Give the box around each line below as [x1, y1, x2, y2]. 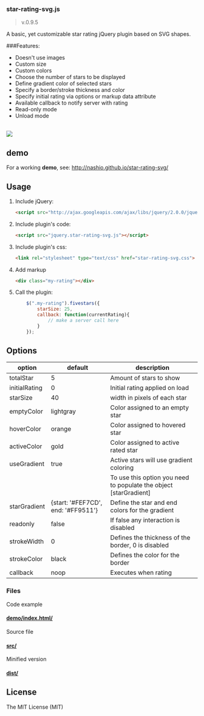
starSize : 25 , [37, 306, 73, 312]
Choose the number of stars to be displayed [15, 74, 126, 81]
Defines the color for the [110, 551, 180, 560]
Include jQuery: [15, 197, 54, 205]
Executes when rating [110, 568, 172, 577]
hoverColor [9, 425, 41, 433]
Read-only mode [15, 106, 58, 113]
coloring [110, 464, 134, 472]
